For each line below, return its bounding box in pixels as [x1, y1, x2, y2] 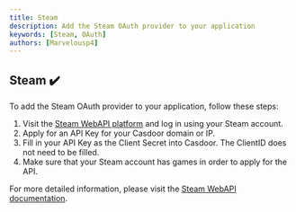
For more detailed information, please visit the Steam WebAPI [9, 183, 237, 194]
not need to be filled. [22, 147, 100, 158]
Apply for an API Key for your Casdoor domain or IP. [22, 128, 216, 139]
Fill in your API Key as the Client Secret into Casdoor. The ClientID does [22, 137, 287, 148]
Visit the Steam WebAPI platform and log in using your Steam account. [22, 119, 283, 129]
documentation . [9, 193, 68, 204]
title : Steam [9, 13, 58, 22]
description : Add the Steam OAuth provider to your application [9, 22, 256, 31]
